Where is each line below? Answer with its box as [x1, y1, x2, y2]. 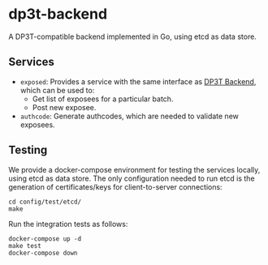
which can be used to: [19, 85, 95, 95]
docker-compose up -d [8, 234, 82, 243]
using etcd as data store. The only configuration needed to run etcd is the [8, 173, 255, 183]
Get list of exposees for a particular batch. [32, 94, 174, 104]
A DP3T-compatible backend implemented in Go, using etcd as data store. [8, 32, 257, 41]
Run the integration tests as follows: [8, 219, 128, 229]
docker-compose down [8, 249, 79, 257]
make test [8, 241, 42, 250]
